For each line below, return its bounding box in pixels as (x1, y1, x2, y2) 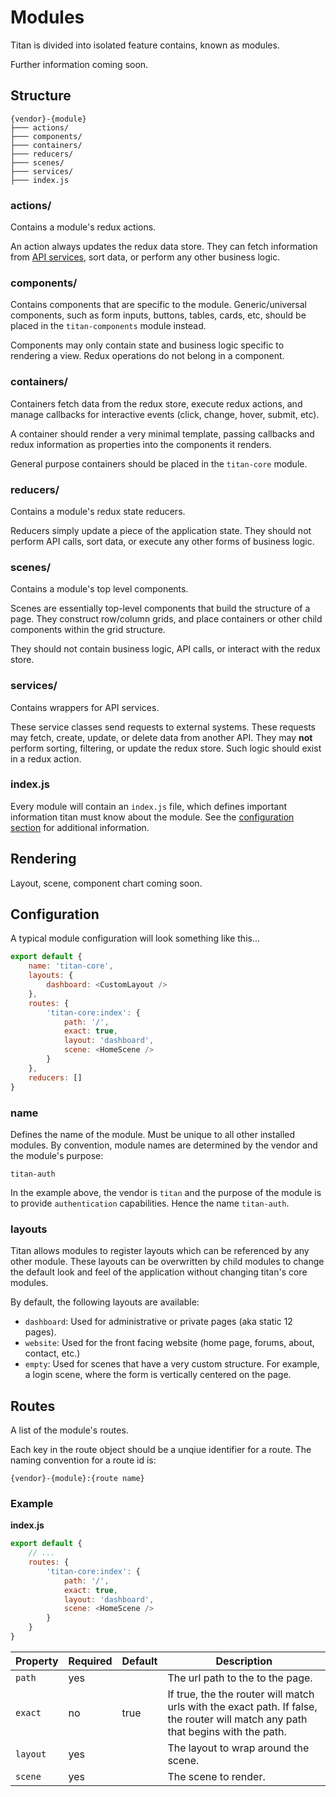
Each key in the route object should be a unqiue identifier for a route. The (10, 1443, 312, 1455)
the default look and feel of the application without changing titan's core (10, 1266, 308, 1278)
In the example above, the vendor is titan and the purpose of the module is (10, 1186, 322, 1198)
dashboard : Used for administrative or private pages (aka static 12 (24, 1316, 293, 1328)
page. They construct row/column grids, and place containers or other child (10, 613, 323, 625)
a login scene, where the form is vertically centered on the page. (24, 1369, 292, 1381)
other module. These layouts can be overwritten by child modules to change (10, 1256, 325, 1268)
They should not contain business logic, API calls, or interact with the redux (10, 643, 321, 655)
